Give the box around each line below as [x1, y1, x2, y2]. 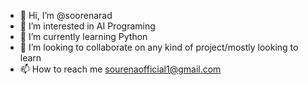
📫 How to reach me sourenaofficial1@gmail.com [19, 63, 222, 75]
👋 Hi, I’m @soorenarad [19, 10, 113, 21]
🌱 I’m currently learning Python [19, 31, 148, 42]
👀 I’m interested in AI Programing [19, 20, 156, 32]
